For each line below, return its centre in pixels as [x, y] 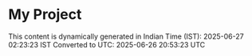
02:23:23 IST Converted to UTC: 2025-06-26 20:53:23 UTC [107, 44]
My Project [45, 15]
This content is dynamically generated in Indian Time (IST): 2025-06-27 [126, 36]
